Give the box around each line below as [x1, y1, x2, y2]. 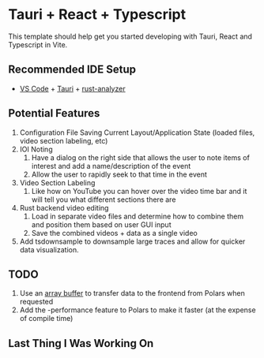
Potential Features [8, 106, 100, 120]
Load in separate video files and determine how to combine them [31, 211, 243, 221]
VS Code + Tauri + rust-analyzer [19, 84, 126, 93]
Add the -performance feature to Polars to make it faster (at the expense [19, 305, 256, 315]
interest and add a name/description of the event [31, 161, 191, 170]
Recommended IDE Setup [8, 63, 137, 76]
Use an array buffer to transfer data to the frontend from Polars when [19, 289, 245, 298]
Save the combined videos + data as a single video [31, 228, 198, 237]
